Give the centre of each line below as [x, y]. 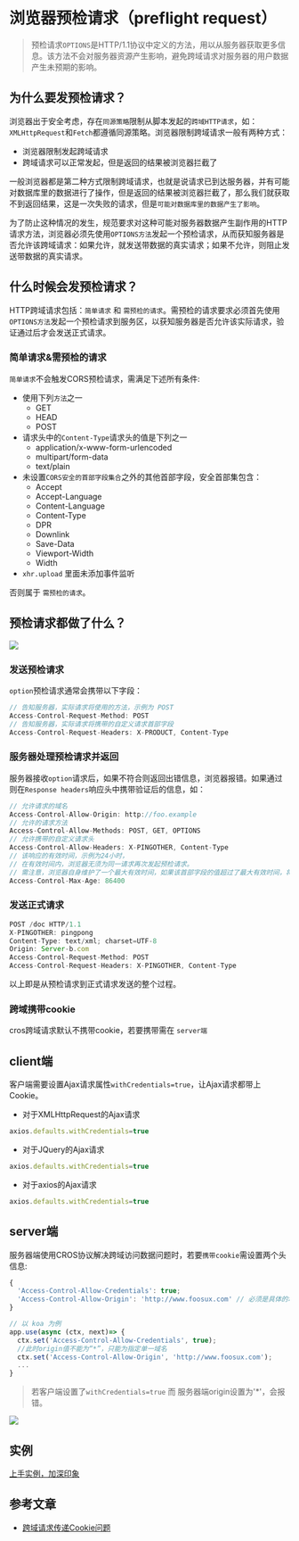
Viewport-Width [65, 553]
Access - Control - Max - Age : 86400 [67, 881]
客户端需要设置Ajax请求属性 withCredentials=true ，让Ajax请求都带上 [135, 1084]
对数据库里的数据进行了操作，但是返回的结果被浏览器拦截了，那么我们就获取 [149, 192]
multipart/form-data [72, 457]
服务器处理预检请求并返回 [64, 757]
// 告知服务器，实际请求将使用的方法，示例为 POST [92, 707]
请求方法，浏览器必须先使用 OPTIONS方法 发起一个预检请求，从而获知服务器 [143, 234]
